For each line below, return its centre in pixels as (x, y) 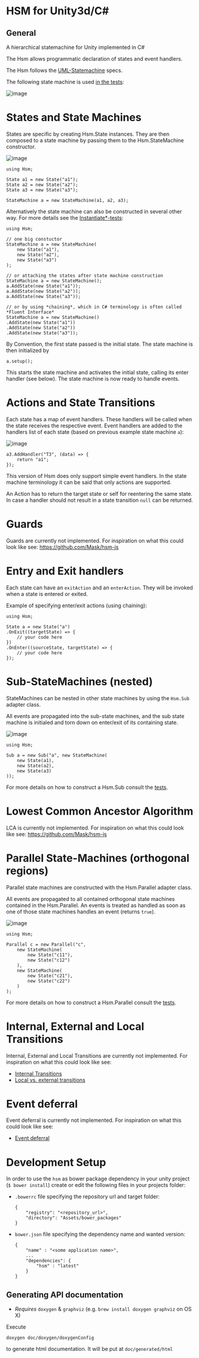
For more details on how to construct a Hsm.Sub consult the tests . (87, 787)
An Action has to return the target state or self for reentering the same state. (99, 493)
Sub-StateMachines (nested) (80, 681)
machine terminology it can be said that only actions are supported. (89, 482)
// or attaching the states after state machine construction (85, 275)
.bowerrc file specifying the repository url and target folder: (87, 1197)
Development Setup (56, 1162)
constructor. (21, 147)
